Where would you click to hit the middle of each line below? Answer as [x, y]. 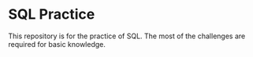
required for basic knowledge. [57, 44]
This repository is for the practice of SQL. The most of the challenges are [127, 36]
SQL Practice [52, 14]
